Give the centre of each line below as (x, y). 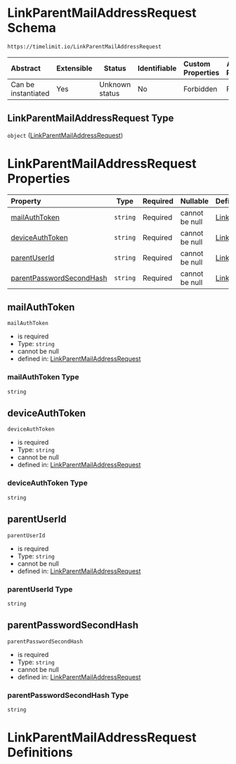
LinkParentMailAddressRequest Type (91, 119)
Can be (23, 84)
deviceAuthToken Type (47, 483)
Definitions (40, 752)
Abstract (26, 68)
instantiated (30, 93)
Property (26, 200)
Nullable (195, 200)
